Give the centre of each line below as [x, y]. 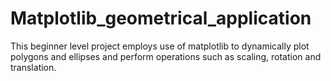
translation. [33, 67]
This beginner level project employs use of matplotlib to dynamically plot [160, 46]
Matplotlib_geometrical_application [161, 18]
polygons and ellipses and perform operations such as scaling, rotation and [166, 56]
